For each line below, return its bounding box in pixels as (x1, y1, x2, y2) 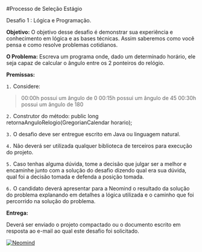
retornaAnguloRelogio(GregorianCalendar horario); (6, 119, 133, 126)
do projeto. (6, 149, 34, 156)
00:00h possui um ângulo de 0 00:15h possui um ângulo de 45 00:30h (21, 95, 197, 101)
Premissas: (6, 71, 35, 78)
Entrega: (6, 209, 28, 216)
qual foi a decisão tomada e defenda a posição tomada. (6, 173, 145, 180)
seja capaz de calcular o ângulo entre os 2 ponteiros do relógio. (6, 60, 165, 66)
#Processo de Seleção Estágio (6, 5, 83, 12)
